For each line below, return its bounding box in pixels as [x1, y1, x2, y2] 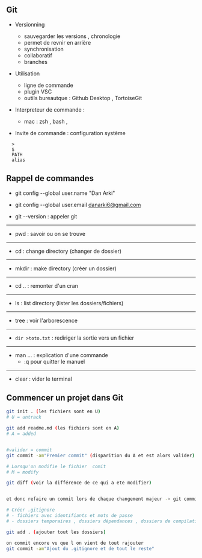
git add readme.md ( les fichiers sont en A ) [6, 425, 120, 431]
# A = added [6, 431, 36, 437]
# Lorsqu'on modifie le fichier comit [6, 463, 106, 469]
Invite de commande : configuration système [14, 129, 126, 136]
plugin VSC [23, 87, 52, 95]
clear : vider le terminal [14, 375, 72, 382]
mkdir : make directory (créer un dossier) [14, 265, 117, 272]
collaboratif [23, 51, 52, 59]
